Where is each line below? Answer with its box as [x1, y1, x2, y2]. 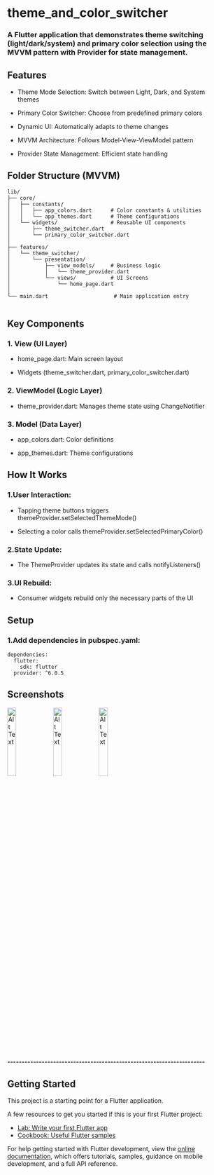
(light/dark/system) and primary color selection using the [7, 39, 207, 48]
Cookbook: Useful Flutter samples [17, 1131, 116, 1140]
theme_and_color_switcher [7, 5, 169, 21]
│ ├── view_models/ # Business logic [7, 262, 161, 269]
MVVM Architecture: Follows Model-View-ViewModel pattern [17, 135, 194, 144]
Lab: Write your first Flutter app [17, 1124, 108, 1132]
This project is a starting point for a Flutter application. [7, 1096, 164, 1105]
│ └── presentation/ [7, 256, 86, 263]
